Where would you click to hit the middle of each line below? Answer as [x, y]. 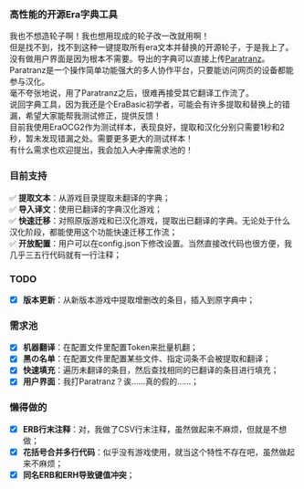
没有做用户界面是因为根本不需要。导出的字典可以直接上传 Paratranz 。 [140, 59]
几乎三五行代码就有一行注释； [65, 255]
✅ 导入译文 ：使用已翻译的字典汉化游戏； [86, 209]
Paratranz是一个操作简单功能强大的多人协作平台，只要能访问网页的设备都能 [152, 70]
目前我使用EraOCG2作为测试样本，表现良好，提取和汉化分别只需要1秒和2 [147, 127]
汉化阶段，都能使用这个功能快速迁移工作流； [94, 232]
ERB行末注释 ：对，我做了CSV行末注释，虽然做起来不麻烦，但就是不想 [155, 429]
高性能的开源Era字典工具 [64, 14]
